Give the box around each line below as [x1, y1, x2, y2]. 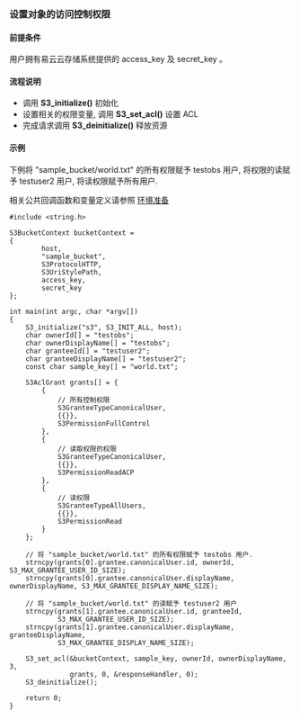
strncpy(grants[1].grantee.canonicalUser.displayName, [25, 623, 235, 632]
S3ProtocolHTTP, [41, 259, 102, 269]
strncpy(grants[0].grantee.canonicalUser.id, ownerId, [25, 558, 235, 567]
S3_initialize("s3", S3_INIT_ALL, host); [25, 322, 182, 332]
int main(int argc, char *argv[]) [9, 307, 139, 316]
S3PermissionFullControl [57, 418, 151, 428]
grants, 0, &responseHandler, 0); [69, 670, 199, 679]
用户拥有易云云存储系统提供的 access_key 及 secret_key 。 [9, 54, 227, 65]
